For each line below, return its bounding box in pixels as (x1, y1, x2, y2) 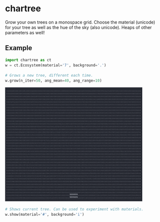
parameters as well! (5, 29, 45, 35)
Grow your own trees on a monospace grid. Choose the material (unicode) (5, 19, 156, 25)
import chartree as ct (5, 57, 52, 62)
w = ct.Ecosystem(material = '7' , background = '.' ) (5, 62, 107, 68)
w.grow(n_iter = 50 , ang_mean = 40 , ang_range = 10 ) (5, 78, 102, 83)
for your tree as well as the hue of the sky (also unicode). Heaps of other (5, 24, 152, 30)
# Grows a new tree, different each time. (5, 73, 93, 78)
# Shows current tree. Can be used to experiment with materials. (5, 207, 144, 212)
